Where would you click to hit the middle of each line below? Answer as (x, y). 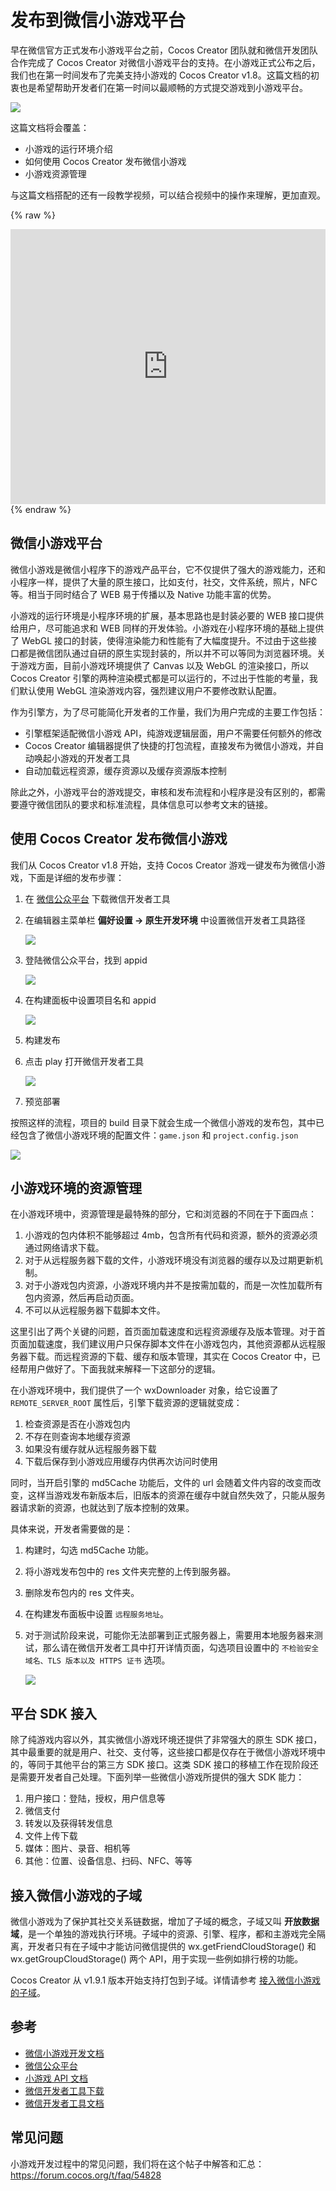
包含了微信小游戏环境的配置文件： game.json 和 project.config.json (158, 1135)
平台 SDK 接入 (53, 1713)
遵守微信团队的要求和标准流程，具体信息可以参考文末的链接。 (145, 804)
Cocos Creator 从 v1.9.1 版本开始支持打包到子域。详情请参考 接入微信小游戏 (165, 1980)
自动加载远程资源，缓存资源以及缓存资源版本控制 (125, 770)
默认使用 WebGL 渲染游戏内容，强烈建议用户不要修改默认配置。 (150, 690)
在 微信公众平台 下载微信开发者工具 (97, 898)
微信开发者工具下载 (64, 2090)
